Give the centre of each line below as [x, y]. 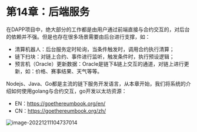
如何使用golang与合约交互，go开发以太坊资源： [69, 91]
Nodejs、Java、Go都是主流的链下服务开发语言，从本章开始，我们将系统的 [96, 83]
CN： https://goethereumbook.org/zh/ [60, 111]
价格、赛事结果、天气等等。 [69, 71]
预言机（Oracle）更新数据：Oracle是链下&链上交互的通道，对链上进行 [99, 64]
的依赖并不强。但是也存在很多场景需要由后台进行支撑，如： [78, 36]
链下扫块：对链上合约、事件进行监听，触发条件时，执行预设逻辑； [94, 56]
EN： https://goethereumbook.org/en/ [60, 103]
